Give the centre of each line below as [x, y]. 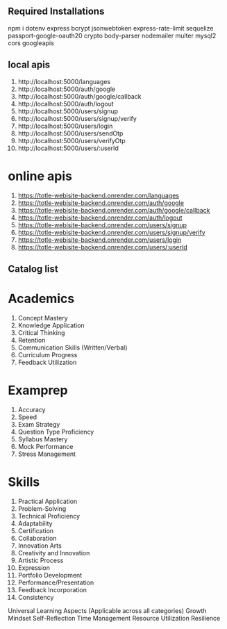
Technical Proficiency [49, 516]
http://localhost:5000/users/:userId [68, 148]
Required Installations [56, 11]
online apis [40, 176]
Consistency [36, 597]
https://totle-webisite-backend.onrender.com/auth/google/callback [114, 210]
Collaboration [37, 538]
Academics [41, 299]
